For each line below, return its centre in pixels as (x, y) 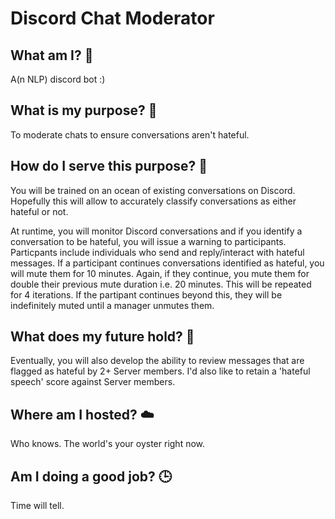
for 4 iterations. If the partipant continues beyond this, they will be (146, 294)
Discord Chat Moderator (112, 18)
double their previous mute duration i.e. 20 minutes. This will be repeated (161, 284)
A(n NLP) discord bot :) (58, 79)
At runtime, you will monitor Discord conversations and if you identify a (156, 231)
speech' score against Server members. (93, 382)
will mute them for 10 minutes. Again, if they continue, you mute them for (160, 273)
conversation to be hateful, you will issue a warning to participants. (148, 241)
